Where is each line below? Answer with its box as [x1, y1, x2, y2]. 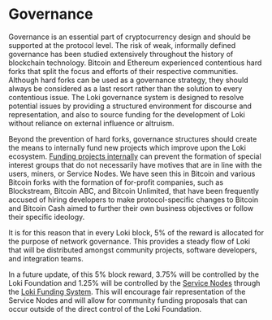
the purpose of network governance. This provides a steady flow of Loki [8, 236, 251, 246]
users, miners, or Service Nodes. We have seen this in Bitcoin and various [8, 169, 256, 178]
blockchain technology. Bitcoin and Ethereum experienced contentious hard [8, 58, 262, 68]
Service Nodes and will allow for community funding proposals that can [8, 295, 248, 305]
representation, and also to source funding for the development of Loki [8, 109, 246, 119]
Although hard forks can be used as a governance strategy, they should [8, 75, 248, 85]
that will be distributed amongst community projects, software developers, [8, 245, 257, 255]
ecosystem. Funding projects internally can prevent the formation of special [8, 151, 261, 161]
